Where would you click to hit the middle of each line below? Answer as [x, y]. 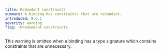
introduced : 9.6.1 [23, 18]
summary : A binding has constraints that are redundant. [64, 14]
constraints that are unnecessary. [38, 46]
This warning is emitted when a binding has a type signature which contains [81, 41]
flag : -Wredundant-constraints [37, 27]
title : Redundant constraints [36, 9]
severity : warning [23, 23]
